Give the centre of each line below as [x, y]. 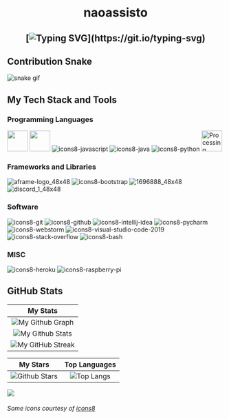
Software [23, 207]
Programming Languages [51, 119]
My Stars [34, 365]
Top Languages [90, 365]
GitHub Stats [35, 291]
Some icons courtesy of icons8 [51, 409]
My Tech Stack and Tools [62, 100]
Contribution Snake [50, 61]
